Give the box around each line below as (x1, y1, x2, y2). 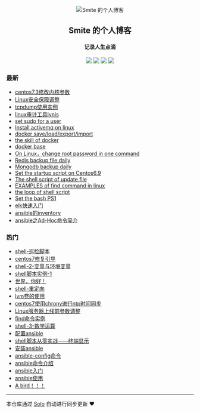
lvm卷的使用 (14, 292, 45, 300)
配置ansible (14, 330, 43, 337)
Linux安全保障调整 (14, 95, 60, 103)
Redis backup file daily (14, 156, 71, 164)
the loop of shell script (14, 188, 70, 195)
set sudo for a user (14, 117, 61, 125)
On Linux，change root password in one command (14, 150, 140, 157)
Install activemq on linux (14, 124, 74, 131)
